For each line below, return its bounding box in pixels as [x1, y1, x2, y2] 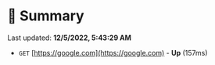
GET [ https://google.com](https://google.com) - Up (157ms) [18, 48, 208, 57]
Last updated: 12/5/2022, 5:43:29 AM [7, 33, 132, 42]
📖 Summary [7, 7, 84, 25]
